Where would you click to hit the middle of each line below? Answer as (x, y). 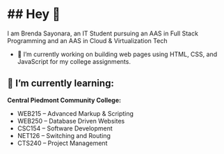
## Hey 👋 (34, 14)
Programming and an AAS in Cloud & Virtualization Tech (87, 40)
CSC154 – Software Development (65, 128)
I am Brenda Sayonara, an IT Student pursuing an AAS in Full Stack (103, 33)
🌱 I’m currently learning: (61, 84)
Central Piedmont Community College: (64, 100)
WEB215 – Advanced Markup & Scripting (75, 113)
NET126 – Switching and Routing (64, 135)
